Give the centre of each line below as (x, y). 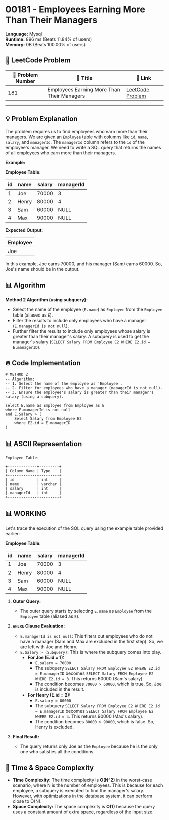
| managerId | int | (33, 493)
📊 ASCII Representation (44, 444)
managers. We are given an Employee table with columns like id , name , (77, 137)
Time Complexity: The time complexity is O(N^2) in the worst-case (82, 780)
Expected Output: (24, 230)
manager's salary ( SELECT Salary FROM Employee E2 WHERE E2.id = (81, 342)
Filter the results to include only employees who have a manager (79, 321)
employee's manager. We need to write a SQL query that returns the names (83, 147)
